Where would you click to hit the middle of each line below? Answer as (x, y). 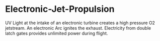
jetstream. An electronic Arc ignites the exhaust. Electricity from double (78, 28)
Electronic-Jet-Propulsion (60, 9)
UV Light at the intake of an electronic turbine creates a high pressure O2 (80, 23)
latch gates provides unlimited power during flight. (57, 33)
